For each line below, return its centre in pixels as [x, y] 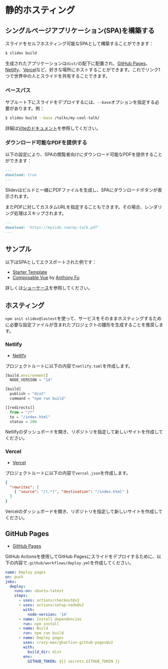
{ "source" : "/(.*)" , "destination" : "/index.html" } [71, 492]
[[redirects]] [20, 408]
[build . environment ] [27, 375]
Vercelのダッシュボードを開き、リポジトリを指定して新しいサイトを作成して [84, 511]
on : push [14, 577]
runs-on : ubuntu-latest [39, 591]
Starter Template [30, 272]
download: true [21, 175]
